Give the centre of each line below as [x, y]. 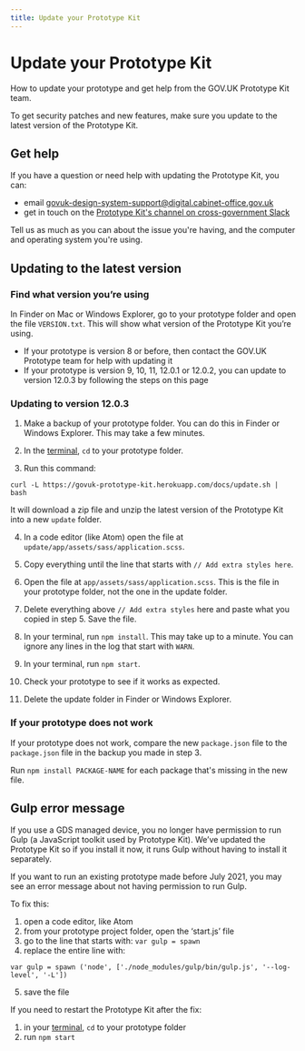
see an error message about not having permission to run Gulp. [129, 886]
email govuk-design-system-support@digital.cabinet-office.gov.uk [148, 203]
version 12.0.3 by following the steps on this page [116, 380]
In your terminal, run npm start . [82, 664]
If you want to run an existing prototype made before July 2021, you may [146, 877]
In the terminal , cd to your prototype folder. [103, 450]
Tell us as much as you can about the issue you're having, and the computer [153, 230]
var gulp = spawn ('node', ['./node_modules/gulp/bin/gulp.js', [134, 967]
